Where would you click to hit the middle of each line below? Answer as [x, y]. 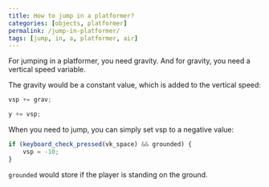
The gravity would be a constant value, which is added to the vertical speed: [134, 85]
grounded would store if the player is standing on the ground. [108, 174]
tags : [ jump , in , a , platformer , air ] [73, 38]
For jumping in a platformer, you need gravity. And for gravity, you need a [129, 61]
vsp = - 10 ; [41, 152]
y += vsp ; [25, 114]
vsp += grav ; [30, 100]
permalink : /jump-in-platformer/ [64, 30]
